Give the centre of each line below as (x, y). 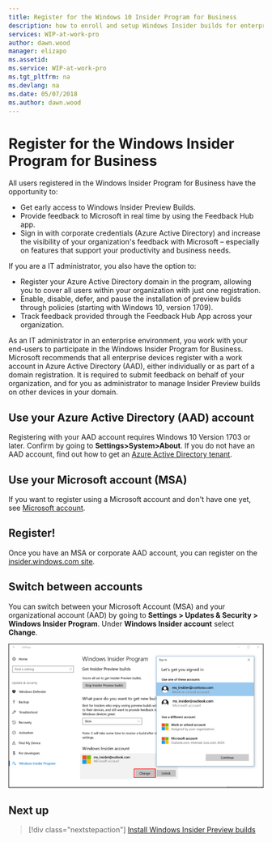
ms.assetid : (28, 60)
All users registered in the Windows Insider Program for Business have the (132, 183)
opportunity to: (33, 192)
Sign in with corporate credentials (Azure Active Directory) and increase (140, 233)
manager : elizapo (38, 51)
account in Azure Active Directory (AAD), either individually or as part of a (132, 366)
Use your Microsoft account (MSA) (98, 480)
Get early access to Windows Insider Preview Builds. (108, 207)
